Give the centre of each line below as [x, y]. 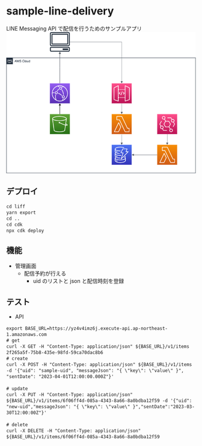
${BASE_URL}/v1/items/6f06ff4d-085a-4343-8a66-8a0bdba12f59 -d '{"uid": [99, 401]
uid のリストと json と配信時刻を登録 [78, 281]
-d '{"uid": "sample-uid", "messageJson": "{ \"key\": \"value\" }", [95, 371]
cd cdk [14, 225]
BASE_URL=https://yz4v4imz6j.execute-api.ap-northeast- [96, 329]
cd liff [16, 206]
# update [17, 389]
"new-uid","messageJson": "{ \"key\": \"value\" [68, 407]
